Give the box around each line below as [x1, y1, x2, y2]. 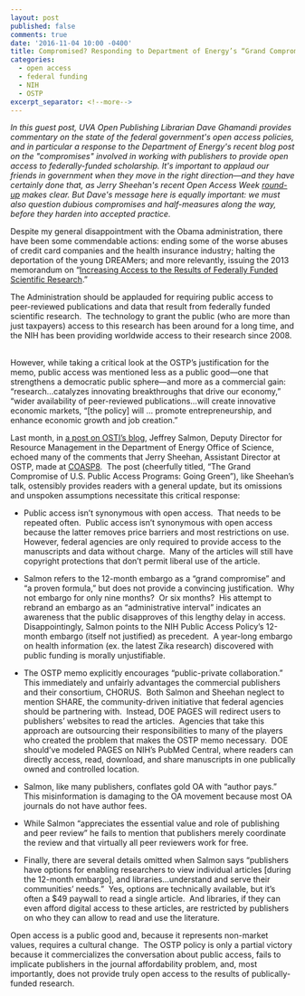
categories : [10, 55, 55, 64]
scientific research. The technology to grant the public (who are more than [10, 311, 291, 322]
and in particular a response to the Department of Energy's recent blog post [10, 141, 295, 152]
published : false [10, 22, 76, 31]
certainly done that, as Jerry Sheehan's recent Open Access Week [10, 180, 261, 191]
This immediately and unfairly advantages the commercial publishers [23, 678, 281, 688]
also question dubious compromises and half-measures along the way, [10, 199, 277, 210]
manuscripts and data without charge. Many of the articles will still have [23, 546, 293, 557]
